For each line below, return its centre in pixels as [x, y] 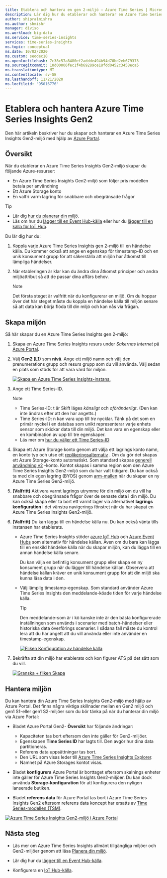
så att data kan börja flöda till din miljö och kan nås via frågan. [76, 306]
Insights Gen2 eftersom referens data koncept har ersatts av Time [80, 803]
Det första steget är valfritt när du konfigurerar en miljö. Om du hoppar [84, 296]
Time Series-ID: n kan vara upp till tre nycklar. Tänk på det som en [87, 419]
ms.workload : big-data [29, 33]
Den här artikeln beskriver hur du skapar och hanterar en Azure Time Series [83, 133]
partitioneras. [33, 746]
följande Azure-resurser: [30, 171]
